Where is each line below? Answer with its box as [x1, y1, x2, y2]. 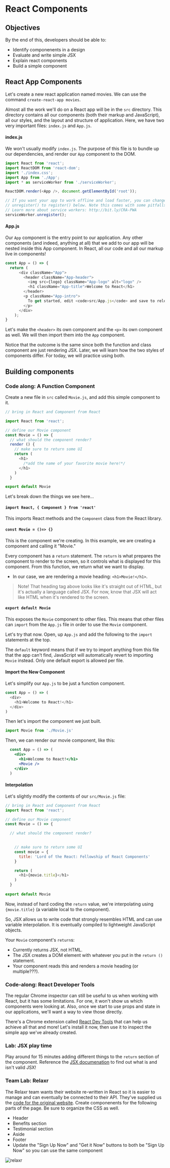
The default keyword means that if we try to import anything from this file [5, 647, 159, 653]
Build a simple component [12, 63, 67, 69]
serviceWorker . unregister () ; [5, 212, 67, 217]
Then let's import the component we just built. [5, 718, 102, 724]
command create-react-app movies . [5, 96, 81, 102]
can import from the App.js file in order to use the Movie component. [5, 621, 148, 627]
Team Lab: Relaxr [5, 1077, 49, 1084]
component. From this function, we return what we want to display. [5, 563, 145, 570]
